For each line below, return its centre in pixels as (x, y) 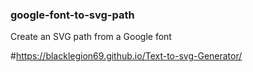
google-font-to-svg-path (72, 15)
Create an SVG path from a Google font (91, 37)
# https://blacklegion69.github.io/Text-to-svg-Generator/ (126, 56)
